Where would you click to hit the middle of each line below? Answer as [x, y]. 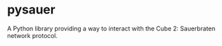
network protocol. [32, 35]
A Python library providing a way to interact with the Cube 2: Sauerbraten [111, 28]
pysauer [31, 10]
